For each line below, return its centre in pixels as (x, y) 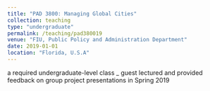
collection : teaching (39, 20)
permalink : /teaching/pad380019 (55, 33)
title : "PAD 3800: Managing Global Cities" (72, 14)
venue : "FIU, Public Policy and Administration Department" (98, 40)
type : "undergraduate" (41, 27)
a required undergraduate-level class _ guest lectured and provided (105, 72)
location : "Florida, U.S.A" (49, 53)
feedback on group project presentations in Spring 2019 (88, 80)
